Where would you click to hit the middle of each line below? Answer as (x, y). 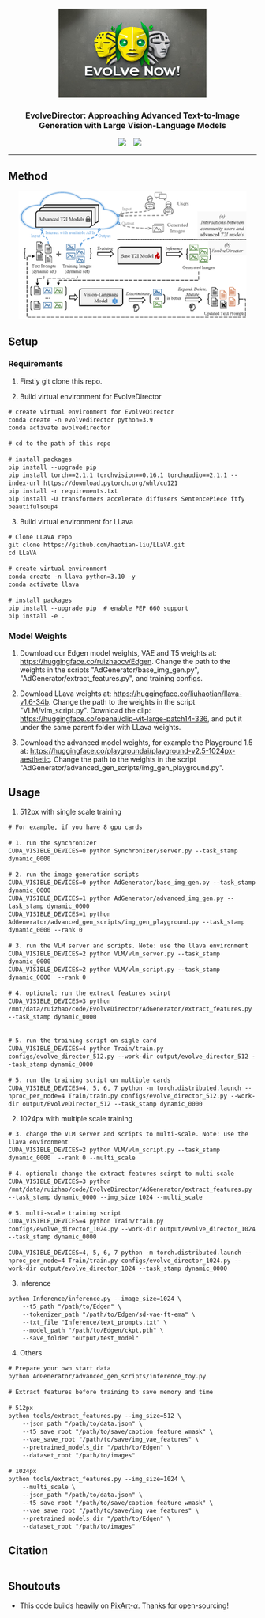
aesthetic (35, 759)
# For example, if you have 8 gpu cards (76, 827)
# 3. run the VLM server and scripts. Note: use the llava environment (128, 946)
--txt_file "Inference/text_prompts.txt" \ (95, 1322)
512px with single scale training (71, 811)
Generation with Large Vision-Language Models (132, 125)
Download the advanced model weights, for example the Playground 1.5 (136, 743)
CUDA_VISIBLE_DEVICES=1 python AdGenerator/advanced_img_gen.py (116, 898)
